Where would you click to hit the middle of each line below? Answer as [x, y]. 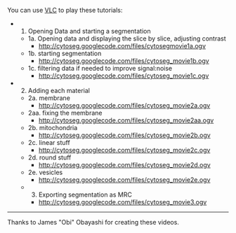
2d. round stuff [50, 157]
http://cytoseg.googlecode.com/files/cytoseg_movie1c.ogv [124, 76]
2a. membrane [49, 98]
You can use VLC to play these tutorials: [65, 10]
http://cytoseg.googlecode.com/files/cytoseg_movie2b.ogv [124, 135]
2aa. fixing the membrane [65, 113]
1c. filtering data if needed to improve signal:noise [100, 68]
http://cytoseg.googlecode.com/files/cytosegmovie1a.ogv [122, 46]
